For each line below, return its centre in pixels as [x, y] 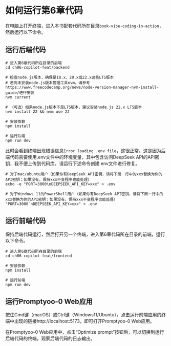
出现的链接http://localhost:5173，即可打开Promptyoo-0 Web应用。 [84, 321]
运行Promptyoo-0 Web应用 [49, 301]
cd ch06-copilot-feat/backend [38, 67]
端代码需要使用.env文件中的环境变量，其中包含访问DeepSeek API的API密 [82, 157]
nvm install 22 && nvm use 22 [38, 111]
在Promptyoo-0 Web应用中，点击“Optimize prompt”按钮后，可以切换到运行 [85, 332]
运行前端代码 [26, 221]
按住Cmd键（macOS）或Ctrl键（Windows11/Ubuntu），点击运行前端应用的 [83, 315]
